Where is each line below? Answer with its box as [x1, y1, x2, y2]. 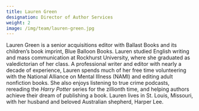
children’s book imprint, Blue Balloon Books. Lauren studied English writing [6, 48, 189, 55]
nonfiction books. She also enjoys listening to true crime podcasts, [6, 80, 170, 87]
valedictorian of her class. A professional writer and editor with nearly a [6, 61, 182, 68]
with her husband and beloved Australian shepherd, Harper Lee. [6, 99, 164, 106]
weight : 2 [6, 20, 31, 26]
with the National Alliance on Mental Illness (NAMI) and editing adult [6, 73, 173, 80]
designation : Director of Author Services [6, 14, 113, 20]
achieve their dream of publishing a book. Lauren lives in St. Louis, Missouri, [6, 92, 194, 99]
